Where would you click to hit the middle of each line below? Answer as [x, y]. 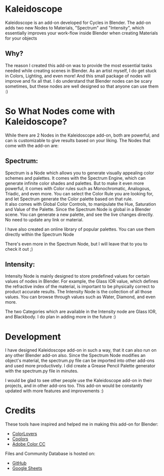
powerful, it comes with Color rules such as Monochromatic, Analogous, [78, 188]
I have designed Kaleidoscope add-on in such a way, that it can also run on [81, 350]
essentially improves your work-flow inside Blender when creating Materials [82, 33]
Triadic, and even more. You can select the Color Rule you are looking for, [79, 193]
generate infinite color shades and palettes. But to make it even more [75, 183]
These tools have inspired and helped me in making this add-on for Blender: [82, 424]
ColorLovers [25, 434]
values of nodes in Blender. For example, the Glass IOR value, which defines [82, 281]
